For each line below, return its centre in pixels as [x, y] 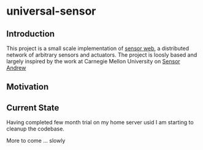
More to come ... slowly [36, 141]
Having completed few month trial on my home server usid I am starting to [100, 123]
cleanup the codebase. [35, 129]
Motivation [28, 87]
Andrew [16, 68]
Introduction [31, 34]
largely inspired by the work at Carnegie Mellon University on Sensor [94, 61]
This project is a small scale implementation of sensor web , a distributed [98, 48]
